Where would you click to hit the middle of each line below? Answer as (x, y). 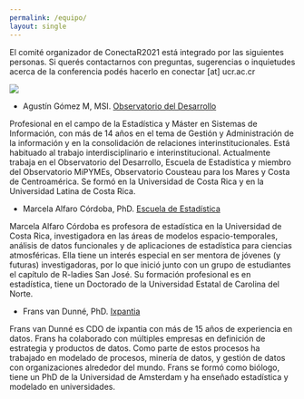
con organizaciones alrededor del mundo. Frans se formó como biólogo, (144, 367)
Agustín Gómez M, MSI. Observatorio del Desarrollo (119, 106)
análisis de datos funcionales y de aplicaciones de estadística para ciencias (151, 245)
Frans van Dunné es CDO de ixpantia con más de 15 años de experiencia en (151, 328)
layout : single (38, 26)
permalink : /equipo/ (49, 18)
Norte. (21, 293)
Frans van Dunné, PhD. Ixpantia (81, 311)
